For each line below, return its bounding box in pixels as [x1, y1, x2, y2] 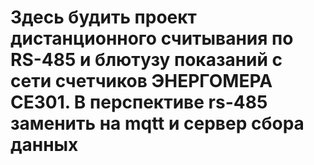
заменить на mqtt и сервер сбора [10, 112, 305, 135]
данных [10, 134, 79, 156]
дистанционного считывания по [10, 27, 294, 50]
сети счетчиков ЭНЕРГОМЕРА [10, 70, 273, 93]
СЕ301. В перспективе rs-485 [10, 91, 268, 114]
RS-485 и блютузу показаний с [10, 49, 283, 71]
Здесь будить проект [10, 6, 197, 29]
